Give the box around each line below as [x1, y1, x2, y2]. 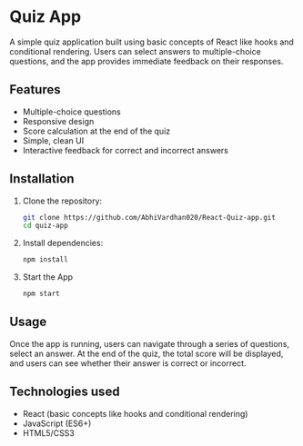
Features [9, 82, 61, 97]
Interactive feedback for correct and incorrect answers [22, 144, 229, 155]
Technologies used [9, 384, 120, 400]
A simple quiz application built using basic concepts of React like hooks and [9, 36, 294, 47]
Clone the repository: [22, 195, 103, 206]
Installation [9, 171, 75, 187]
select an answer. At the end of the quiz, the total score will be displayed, [9, 348, 284, 359]
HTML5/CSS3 [22, 427, 75, 438]
